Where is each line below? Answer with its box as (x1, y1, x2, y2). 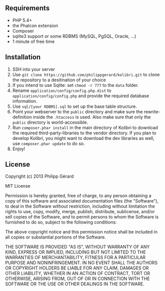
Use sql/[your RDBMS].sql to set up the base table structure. (12, 103, 137, 109)
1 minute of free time (12, 38, 55, 44)
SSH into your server (12, 66, 56, 72)
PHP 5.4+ (12, 17, 32, 23)
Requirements (5, 4, 50, 12)
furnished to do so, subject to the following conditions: (5, 219, 117, 225)
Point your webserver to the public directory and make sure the (12, 108, 143, 114)
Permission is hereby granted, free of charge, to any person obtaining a (5, 193, 152, 199)
